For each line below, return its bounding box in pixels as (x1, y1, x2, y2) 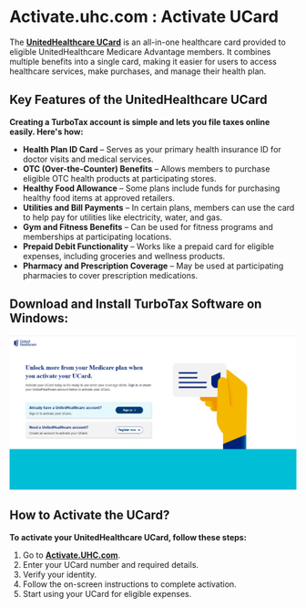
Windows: (9, 310, 69, 326)
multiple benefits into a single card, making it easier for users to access (9, 56, 278, 67)
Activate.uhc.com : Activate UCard (9, 6, 280, 27)
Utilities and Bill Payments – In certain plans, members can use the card (22, 202, 295, 213)
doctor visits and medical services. (22, 153, 154, 164)
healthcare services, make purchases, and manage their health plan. (9, 66, 267, 77)
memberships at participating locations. (22, 231, 172, 242)
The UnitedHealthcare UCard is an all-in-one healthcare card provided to (9, 37, 287, 47)
